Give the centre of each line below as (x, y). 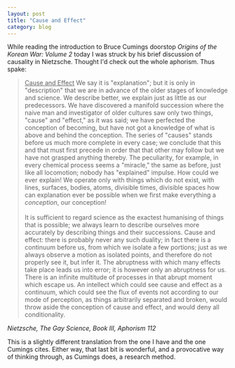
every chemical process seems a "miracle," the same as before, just (122, 165)
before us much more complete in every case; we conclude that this (123, 143)
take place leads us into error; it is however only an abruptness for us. (125, 270)
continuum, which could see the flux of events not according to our (121, 292)
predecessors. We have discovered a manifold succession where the (124, 106)
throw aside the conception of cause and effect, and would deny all (122, 307)
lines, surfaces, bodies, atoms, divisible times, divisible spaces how (122, 188)
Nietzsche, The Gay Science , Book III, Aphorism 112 (82, 329)
